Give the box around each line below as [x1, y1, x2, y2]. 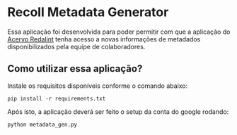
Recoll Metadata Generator [7, 4, 169, 20]
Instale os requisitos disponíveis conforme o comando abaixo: [7, 82, 188, 90]
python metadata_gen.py [7, 121, 78, 128]
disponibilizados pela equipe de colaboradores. [7, 42, 146, 51]
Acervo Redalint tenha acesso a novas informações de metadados [7, 34, 201, 43]
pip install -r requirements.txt [7, 95, 106, 102]
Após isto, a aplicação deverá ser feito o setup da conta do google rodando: [7, 107, 229, 116]
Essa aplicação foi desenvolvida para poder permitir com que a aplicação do [7, 27, 231, 36]
